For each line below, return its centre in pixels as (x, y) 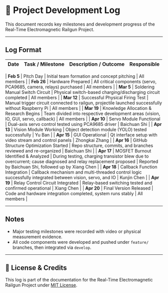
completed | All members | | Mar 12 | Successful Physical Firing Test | (77, 97)
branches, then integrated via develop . (52, 247)
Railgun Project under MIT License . (41, 285)
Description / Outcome (97, 64)
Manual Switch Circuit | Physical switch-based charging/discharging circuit (82, 92)
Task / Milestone (44, 64)
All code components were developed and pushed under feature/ (80, 242)
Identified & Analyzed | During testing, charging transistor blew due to (77, 156)
